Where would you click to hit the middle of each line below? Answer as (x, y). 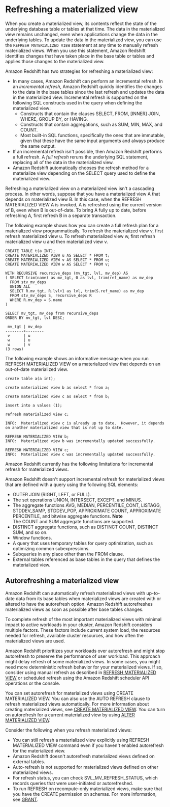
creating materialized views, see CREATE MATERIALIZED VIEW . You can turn (85, 709)
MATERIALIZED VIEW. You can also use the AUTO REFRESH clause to (78, 698)
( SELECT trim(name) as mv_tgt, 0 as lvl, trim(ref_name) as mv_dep (79, 278)
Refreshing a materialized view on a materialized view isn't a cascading (80, 188)
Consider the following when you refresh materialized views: (69, 730)
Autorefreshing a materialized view (62, 581)
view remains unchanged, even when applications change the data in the (82, 34)
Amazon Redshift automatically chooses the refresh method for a (80, 168)
